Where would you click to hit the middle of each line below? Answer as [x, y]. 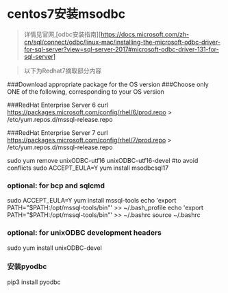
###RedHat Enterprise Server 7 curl [58, 132]
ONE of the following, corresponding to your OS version [86, 91]
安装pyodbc [27, 266]
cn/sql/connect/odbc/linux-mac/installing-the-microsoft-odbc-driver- [122, 42]
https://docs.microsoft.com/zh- [145, 34]
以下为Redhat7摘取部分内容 [62, 71]
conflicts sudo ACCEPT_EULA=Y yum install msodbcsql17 [88, 168]
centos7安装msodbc [66, 14]
